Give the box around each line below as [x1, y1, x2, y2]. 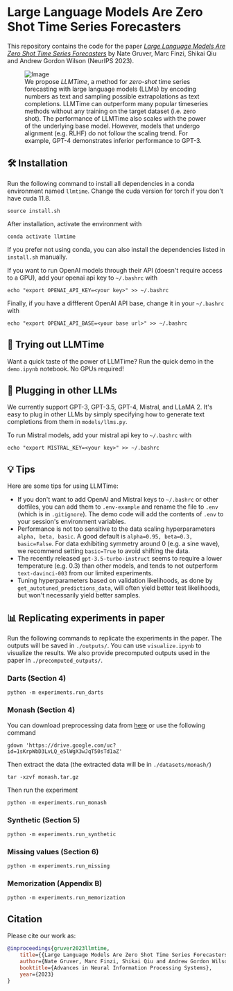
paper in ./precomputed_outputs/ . [7, 657, 103, 664]
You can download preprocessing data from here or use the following [7, 721, 206, 729]
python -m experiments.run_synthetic [7, 831, 116, 838]
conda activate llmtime [7, 233, 76, 240]
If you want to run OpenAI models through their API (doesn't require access [7, 266, 223, 274]
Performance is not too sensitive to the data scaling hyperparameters [17, 525, 216, 533]
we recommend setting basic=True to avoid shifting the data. [17, 547, 191, 555]
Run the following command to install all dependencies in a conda [7, 179, 195, 187]
